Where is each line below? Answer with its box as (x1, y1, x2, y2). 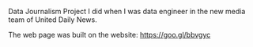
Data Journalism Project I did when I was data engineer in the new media (8, 7, 246, 16)
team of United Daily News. (8, 15, 97, 24)
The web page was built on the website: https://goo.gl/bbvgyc (8, 31, 211, 39)
